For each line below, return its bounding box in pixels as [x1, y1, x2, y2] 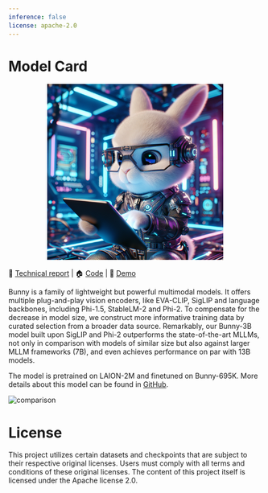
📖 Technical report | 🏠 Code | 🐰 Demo [8, 269, 137, 278]
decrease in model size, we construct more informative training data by [8, 313, 245, 323]
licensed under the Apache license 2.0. [8, 475, 138, 486]
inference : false [8, 13, 67, 21]
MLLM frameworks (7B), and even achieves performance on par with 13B [8, 347, 251, 357]
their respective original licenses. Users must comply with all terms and [8, 458, 245, 468]
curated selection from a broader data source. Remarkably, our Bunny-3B [8, 322, 252, 331]
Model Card [8, 57, 89, 76]
